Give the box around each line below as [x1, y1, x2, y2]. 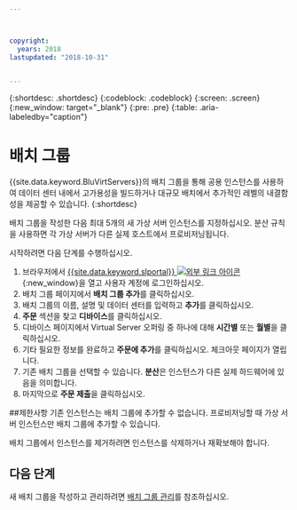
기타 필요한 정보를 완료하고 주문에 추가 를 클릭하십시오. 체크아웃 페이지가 [21, 344, 270, 355]
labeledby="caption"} [9, 112, 88, 123]
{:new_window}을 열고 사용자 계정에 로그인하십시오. [21, 277, 204, 289]
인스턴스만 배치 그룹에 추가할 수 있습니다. [18, 418, 161, 429]
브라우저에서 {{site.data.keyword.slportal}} [21, 267, 176, 277]
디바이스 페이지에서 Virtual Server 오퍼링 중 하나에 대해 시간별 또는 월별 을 [21, 322, 278, 333]
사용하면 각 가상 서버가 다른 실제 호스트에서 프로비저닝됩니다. [18, 228, 230, 240]
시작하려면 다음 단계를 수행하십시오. [9, 248, 133, 259]
